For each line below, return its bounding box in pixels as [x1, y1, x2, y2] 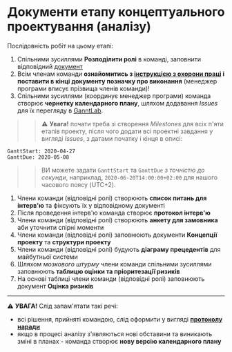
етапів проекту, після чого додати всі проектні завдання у [41, 127, 213, 135]
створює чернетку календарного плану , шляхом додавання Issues [17, 99, 218, 107]
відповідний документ [17, 62, 83, 70]
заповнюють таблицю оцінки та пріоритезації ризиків [17, 267, 181, 275]
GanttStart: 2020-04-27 [7, 148, 76, 155]
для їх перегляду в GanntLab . [17, 106, 104, 115]
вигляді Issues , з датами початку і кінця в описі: [41, 134, 183, 142]
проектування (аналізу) [7, 19, 151, 35]
